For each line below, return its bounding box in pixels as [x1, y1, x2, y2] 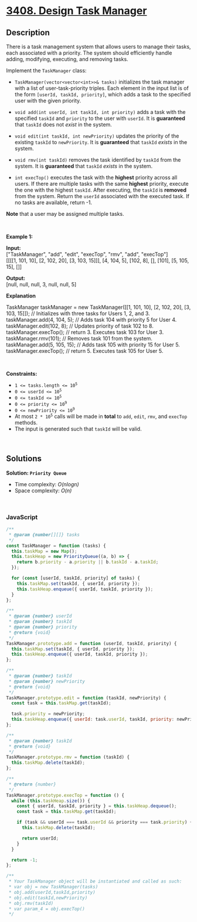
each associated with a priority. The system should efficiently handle [6, 49, 172, 56]
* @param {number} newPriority [8, 678, 85, 684]
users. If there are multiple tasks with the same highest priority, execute [14, 181, 189, 187]
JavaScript [6, 513, 38, 521]
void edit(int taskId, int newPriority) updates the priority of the [14, 132, 179, 139]
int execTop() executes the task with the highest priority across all [14, 174, 178, 181]
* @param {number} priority [8, 624, 77, 630]
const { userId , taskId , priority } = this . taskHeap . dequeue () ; [16, 803, 177, 809]
